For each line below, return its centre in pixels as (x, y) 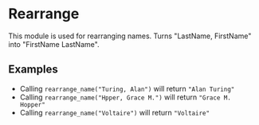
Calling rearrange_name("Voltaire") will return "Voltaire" (114, 112)
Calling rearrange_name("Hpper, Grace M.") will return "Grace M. (125, 97)
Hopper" (32, 104)
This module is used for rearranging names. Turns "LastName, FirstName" (130, 36)
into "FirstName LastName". (54, 44)
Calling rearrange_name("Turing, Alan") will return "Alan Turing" (127, 88)
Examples (33, 70)
